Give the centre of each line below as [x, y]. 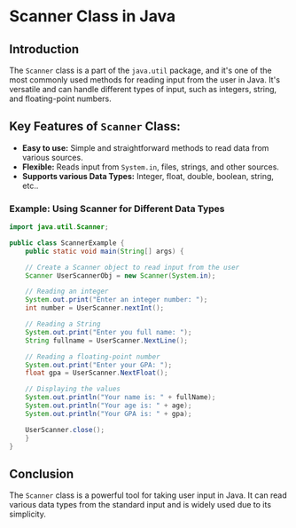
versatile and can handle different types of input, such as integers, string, [143, 89]
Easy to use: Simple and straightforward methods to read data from [145, 147]
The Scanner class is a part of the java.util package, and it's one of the [140, 70]
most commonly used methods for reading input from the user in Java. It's [145, 80]
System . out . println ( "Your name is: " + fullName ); [121, 398]
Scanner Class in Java [93, 16]
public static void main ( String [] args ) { [105, 251]
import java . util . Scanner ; [59, 227]
